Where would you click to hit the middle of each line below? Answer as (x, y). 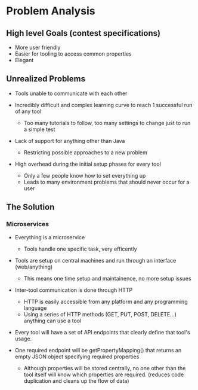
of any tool (28, 111)
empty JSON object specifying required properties (77, 357)
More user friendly (38, 47)
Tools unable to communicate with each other (71, 93)
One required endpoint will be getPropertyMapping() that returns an (98, 350)
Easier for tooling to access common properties (73, 54)
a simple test (39, 129)
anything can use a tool (52, 321)
